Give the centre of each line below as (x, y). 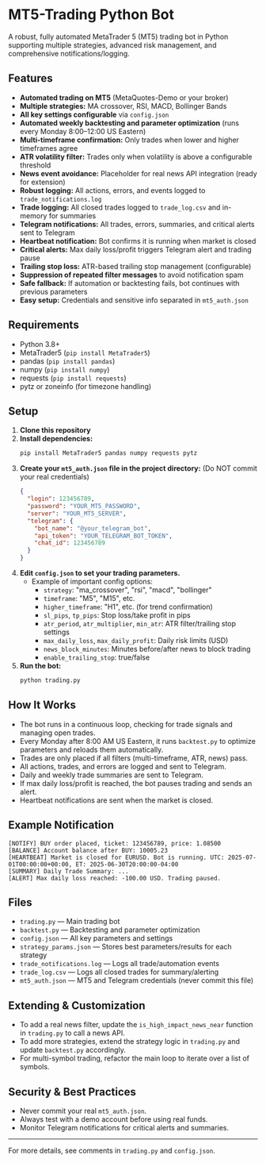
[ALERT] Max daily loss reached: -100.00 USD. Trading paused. (115, 878)
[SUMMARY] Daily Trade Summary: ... (68, 871)
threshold (35, 165)
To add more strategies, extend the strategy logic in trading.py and (129, 1042)
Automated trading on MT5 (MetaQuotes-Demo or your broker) (124, 98)
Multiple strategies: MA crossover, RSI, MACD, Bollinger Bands (123, 106)
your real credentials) (54, 477)
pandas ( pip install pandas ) (67, 361)
